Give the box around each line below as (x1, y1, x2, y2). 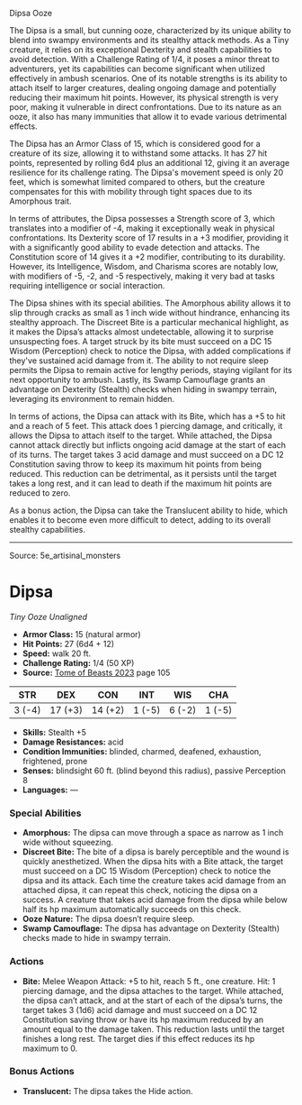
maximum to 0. (22, 1043, 78, 1054)
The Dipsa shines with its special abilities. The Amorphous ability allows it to (9, 297, 291, 308)
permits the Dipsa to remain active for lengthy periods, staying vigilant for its (9, 365, 292, 375)
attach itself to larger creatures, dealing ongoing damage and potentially (9, 83, 277, 93)
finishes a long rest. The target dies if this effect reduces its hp (22, 1033, 255, 1044)
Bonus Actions (9, 1065, 75, 1078)
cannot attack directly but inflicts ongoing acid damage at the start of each (9, 440, 286, 450)
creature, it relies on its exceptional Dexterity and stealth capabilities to (9, 44, 272, 55)
